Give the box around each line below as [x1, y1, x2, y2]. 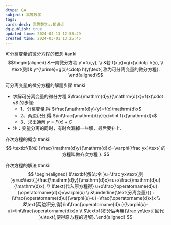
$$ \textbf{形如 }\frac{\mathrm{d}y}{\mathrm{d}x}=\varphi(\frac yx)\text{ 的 [6, 145, 166, 151]
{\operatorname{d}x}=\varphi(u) [17, 189, 85, 195]
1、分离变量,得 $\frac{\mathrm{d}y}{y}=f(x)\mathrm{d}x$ [20, 106, 142, 112]
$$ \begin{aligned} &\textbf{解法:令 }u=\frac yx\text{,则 [28, 171, 144, 177]
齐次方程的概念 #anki [5, 136, 50, 142]
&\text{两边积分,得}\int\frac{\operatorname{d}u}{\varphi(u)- [23, 201, 149, 207]
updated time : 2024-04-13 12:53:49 [5, 31, 81, 36]
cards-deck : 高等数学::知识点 [5, 21, 64, 27]
